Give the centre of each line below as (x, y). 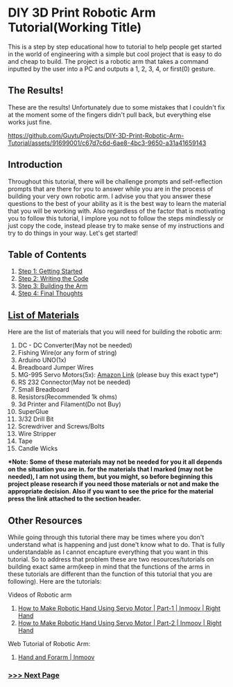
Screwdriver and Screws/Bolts (61, 426)
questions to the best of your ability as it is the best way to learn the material (117, 203)
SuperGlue (33, 412)
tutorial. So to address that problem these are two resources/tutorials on (111, 559)
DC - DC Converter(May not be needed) (75, 345)
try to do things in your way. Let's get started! (73, 233)
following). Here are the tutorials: (55, 581)
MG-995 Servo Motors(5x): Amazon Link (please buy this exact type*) (118, 375)
